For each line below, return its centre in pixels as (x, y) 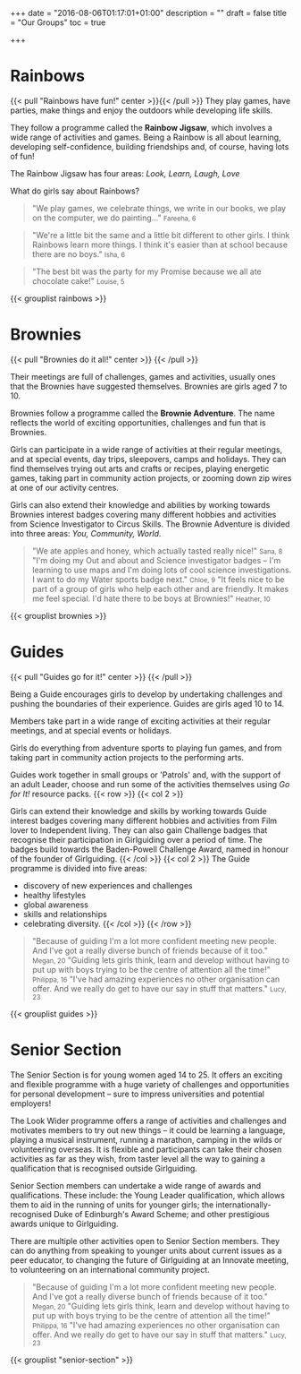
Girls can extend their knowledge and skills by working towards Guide (138, 811)
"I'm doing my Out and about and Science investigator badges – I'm (156, 560)
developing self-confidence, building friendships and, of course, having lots (150, 146)
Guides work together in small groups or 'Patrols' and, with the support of (146, 775)
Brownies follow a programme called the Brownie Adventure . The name (142, 413)
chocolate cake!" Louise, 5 (78, 280)
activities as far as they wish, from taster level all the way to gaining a (138, 1158)
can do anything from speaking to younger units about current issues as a (146, 1250)
